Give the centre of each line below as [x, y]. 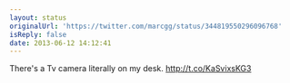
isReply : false [38, 34]
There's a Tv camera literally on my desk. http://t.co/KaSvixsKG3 [130, 69]
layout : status [38, 18]
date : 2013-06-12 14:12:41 [60, 43]
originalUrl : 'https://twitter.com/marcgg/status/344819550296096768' [146, 26]
